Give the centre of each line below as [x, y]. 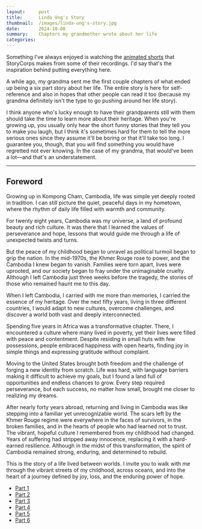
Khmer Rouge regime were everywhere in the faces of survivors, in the [94, 420]
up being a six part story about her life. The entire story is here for [88, 88]
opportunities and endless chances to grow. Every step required [86, 383]
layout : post [28, 12]
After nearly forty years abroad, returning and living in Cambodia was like [97, 407]
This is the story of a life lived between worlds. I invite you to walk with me [98, 463]
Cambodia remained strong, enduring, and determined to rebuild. [87, 452]
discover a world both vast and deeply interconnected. [74, 315]
